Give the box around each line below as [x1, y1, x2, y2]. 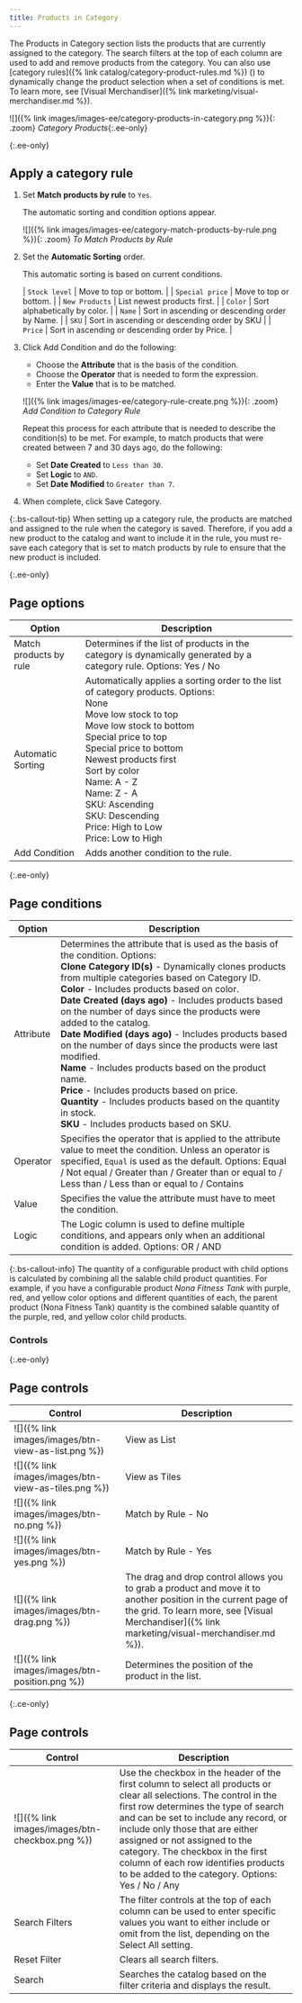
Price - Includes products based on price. [60, 1084, 238, 1096]
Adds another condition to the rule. [84, 847, 232, 860]
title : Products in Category [9, 13, 119, 23]
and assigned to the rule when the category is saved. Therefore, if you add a [9, 523, 293, 534]
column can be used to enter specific [119, 1905, 277, 1917]
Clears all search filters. [119, 1953, 219, 1965]
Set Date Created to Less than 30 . [35, 460, 164, 471]
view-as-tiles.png [13, 1482, 92, 1494]
